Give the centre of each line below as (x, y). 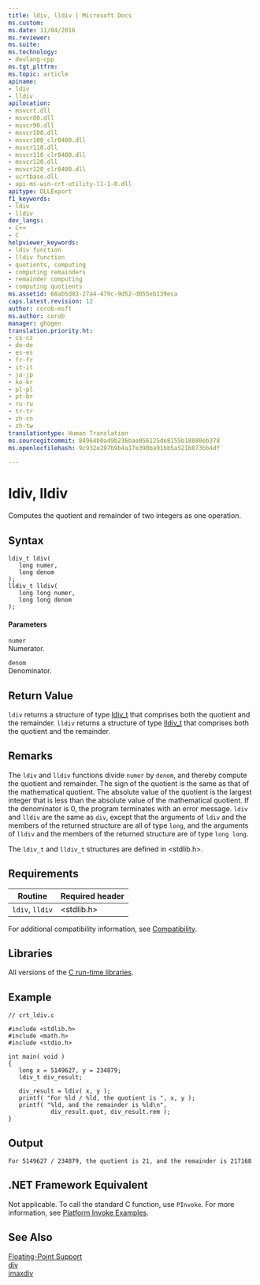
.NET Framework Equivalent (78, 1185)
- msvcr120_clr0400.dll (47, 169)
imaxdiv (21, 1273)
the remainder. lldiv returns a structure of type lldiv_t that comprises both (129, 723)
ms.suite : (24, 45)
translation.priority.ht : (50, 331)
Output (26, 1143)
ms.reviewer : (30, 37)
